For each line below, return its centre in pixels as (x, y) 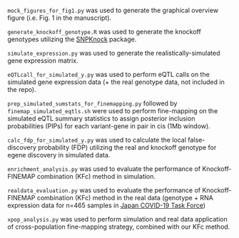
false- (197, 140)
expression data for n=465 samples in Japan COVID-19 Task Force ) (106, 205)
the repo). (22, 89)
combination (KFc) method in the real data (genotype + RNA (125, 198)
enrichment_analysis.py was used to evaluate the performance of (104, 169)
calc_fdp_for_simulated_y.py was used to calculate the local (97, 140)
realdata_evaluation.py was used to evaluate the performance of (104, 190)
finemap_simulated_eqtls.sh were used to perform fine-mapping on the (113, 111)
